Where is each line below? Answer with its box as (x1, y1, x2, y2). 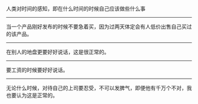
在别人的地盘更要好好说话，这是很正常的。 (6, 49, 110, 55)
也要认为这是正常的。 (6, 92, 58, 99)
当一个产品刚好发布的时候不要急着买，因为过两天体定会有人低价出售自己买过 (6, 23, 192, 30)
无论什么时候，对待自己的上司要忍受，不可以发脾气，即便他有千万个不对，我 (6, 85, 192, 91)
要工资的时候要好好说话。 (6, 66, 68, 73)
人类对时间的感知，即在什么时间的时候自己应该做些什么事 (6, 5, 146, 12)
